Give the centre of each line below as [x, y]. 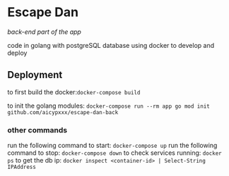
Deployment [35, 75]
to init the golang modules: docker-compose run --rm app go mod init [108, 106]
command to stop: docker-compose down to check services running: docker [114, 153]
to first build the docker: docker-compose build [74, 92]
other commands [37, 130]
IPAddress [22, 167]
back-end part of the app [44, 32]
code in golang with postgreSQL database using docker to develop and [111, 45]
